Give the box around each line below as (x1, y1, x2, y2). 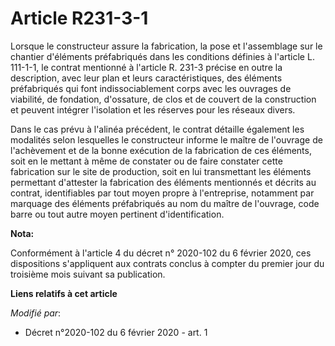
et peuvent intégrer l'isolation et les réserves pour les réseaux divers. (10, 103, 296, 116)
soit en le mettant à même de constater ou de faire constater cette (10, 155, 283, 167)
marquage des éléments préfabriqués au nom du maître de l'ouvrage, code (10, 197, 320, 209)
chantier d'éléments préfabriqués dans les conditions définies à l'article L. (10, 50, 315, 62)
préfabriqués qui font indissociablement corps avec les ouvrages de (10, 82, 292, 94)
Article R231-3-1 (10, 7, 149, 30)
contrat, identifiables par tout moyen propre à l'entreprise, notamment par (10, 187, 315, 199)
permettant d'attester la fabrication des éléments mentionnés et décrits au (10, 176, 317, 188)
